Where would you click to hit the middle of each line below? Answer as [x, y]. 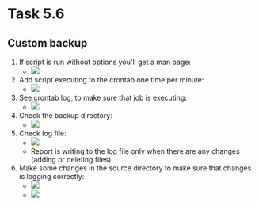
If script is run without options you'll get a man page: [105, 62]
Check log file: [42, 133]
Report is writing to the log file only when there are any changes [135, 151]
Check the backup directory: [65, 115]
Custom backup [48, 43]
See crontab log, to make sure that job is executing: [103, 97]
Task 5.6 [36, 14]
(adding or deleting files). [72, 160]
